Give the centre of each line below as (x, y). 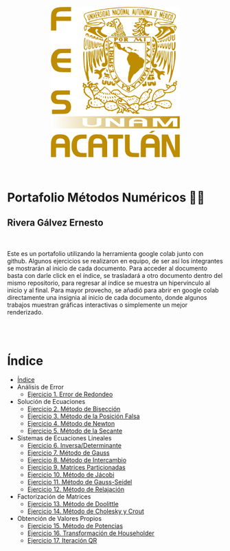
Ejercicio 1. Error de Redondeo (70, 394)
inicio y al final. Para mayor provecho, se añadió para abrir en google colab (113, 290)
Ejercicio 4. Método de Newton (71, 424)
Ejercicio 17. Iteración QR (62, 541)
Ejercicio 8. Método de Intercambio (77, 460)
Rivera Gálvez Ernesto (55, 223)
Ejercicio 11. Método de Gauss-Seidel (80, 482)
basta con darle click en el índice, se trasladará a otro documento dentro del (115, 276)
